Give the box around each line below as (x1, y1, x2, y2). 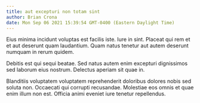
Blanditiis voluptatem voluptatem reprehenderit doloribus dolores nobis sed (6, 78, 192, 85)
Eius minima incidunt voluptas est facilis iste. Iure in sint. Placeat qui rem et (6, 36, 190, 43)
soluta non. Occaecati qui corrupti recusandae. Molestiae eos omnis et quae (6, 84, 194, 91)
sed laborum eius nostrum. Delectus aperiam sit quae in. (6, 66, 145, 73)
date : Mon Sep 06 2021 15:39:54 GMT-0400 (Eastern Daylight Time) (6, 20, 175, 25)
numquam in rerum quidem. (6, 49, 75, 56)
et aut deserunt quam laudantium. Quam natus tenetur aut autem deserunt (6, 42, 189, 49)
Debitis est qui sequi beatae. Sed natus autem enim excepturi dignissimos (6, 60, 188, 67)
